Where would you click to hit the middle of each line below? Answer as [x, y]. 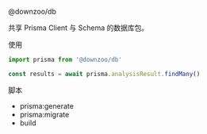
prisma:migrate [44, 114]
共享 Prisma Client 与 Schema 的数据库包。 [79, 28]
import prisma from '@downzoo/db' [65, 59]
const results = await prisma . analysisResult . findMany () [104, 74]
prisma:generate [46, 105]
